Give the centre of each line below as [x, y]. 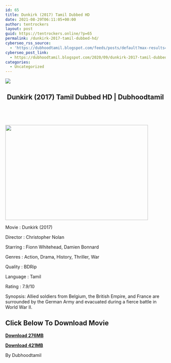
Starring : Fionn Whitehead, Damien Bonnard [52, 247]
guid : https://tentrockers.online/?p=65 [49, 34]
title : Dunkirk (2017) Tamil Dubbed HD [48, 15]
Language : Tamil [23, 276]
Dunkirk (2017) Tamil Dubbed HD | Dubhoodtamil [85, 97]
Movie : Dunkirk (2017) [29, 227]
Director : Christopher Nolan [35, 237]
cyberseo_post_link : [27, 52]
